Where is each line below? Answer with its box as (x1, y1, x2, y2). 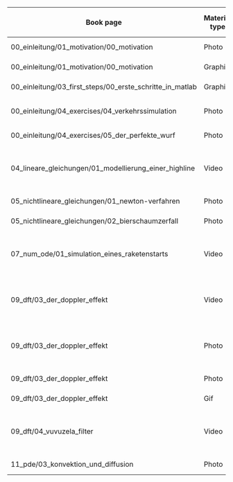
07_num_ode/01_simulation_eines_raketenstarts (10, 249, 169, 258)
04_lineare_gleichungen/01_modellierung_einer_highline (10, 163, 196, 172)
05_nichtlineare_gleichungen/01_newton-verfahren (10, 197, 180, 206)
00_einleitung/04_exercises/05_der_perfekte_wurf (10, 131, 175, 140)
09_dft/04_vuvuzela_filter (10, 427, 94, 436)
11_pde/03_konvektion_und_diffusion (10, 460, 134, 469)
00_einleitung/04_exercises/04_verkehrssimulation (10, 107, 177, 116)
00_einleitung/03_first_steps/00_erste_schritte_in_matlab (10, 82, 198, 91)
